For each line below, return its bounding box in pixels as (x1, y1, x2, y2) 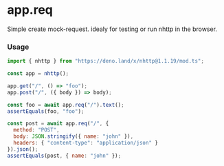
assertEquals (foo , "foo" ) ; (7, 107, 85, 115)
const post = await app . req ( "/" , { (7, 120, 109, 127)
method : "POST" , (13, 127, 60, 134)
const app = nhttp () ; (7, 70, 69, 77)
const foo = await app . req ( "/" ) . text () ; (7, 101, 125, 108)
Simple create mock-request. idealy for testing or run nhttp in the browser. (7, 25, 218, 33)
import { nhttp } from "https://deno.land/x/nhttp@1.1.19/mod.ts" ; (7, 58, 205, 65)
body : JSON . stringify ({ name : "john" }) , (13, 133, 134, 140)
